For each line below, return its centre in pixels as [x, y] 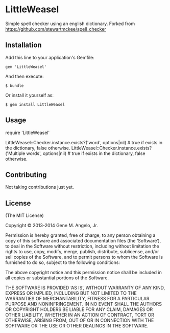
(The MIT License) [25, 215]
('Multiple [15, 153]
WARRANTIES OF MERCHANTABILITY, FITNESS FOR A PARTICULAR [77, 299]
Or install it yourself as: [29, 95]
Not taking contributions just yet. [40, 187]
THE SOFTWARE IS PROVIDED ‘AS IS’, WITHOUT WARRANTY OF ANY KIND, [85, 288]
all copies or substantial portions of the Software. [57, 278]
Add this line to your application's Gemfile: [50, 57]
